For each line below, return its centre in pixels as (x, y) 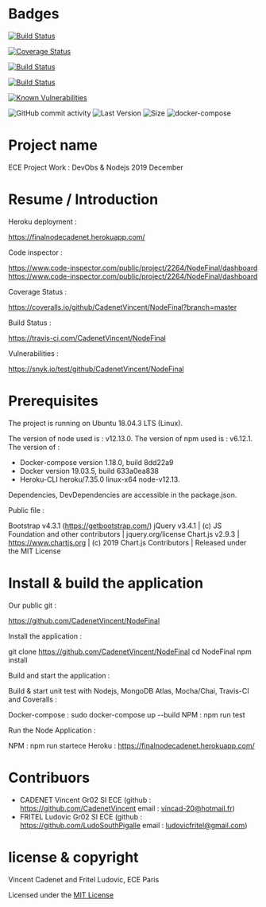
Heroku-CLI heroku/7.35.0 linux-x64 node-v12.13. (100, 479)
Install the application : (45, 636)
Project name (53, 145)
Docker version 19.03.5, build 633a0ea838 (89, 471)
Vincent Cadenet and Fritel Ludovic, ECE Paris (84, 879)
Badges (34, 14)
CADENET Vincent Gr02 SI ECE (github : (85, 799)
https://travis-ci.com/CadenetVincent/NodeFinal (87, 338)
